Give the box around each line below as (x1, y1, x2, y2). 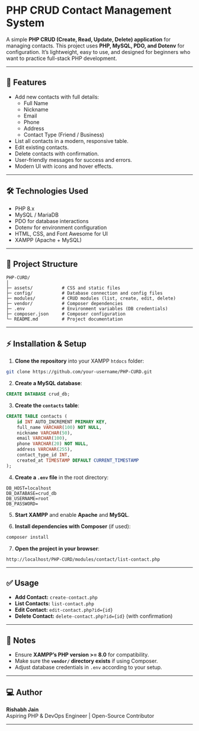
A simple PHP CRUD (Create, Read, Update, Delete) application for (6, 36, 171, 43)
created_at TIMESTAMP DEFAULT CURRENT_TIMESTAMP (17, 457, 139, 463)
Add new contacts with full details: (14, 93, 99, 100)
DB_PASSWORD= (6, 501, 38, 507)
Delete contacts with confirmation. (14, 150, 99, 157)
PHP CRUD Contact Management (6, 4, 172, 17)
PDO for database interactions (14, 217, 89, 224)
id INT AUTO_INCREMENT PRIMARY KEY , (17, 419, 108, 425)
